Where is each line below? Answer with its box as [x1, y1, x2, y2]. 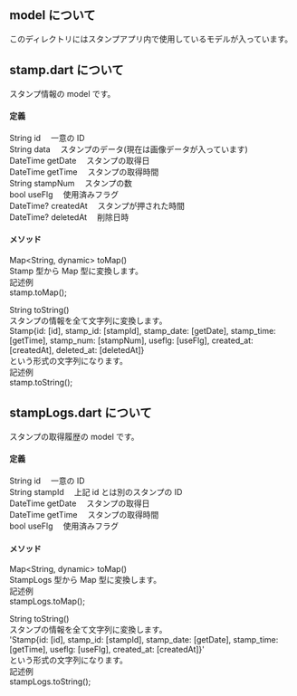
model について [9, 7, 96, 24]
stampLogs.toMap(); [9, 596, 86, 607]
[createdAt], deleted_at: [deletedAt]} [9, 345, 145, 356]
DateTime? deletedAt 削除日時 [9, 211, 129, 223]
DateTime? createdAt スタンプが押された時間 [9, 200, 186, 211]
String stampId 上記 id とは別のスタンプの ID [9, 487, 183, 498]
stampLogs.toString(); [9, 676, 91, 687]
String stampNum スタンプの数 [9, 177, 133, 188]
